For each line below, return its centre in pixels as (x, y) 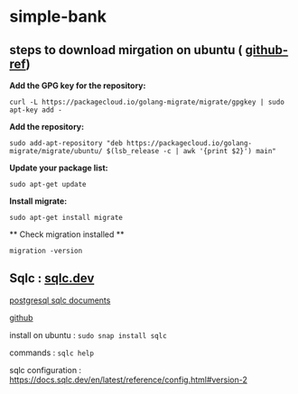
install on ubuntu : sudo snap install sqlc (88, 334)
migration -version (46, 251)
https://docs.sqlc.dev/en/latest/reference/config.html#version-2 (129, 380)
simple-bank (58, 17)
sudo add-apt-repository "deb (66, 143)
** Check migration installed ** (67, 234)
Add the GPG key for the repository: (78, 86)
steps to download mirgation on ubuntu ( (126, 50)
